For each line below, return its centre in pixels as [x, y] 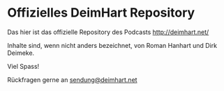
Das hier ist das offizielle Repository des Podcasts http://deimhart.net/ [108, 32]
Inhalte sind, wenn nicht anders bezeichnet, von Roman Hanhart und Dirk [112, 45]
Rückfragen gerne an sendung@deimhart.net [72, 80]
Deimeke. [21, 53]
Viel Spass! [23, 66]
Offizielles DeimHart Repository [101, 13]
